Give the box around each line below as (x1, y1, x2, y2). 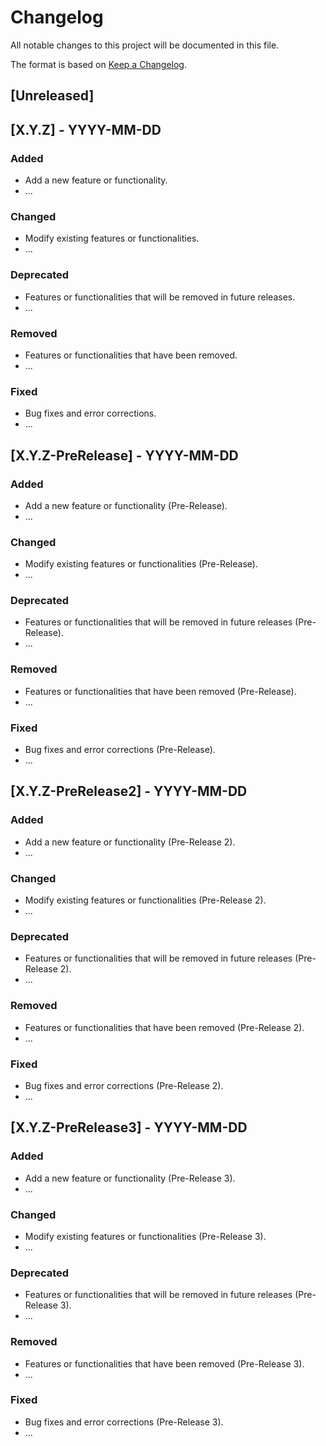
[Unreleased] (10, 87, 95, 105)
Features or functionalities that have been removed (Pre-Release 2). (24, 1021, 305, 1033)
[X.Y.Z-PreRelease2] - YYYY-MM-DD (10, 783, 248, 800)
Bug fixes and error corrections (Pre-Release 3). (24, 1416, 224, 1428)
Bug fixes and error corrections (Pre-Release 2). (24, 1079, 224, 1091)
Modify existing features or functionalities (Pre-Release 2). (24, 894, 267, 906)
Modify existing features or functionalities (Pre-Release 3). (24, 1230, 267, 1242)
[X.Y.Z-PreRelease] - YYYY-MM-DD (10, 447, 239, 464)
